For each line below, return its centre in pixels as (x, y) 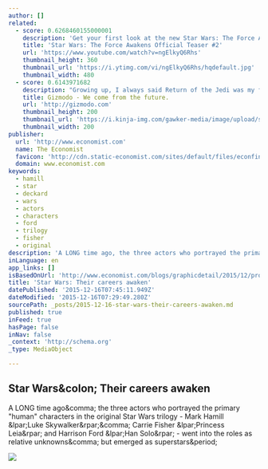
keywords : (25, 171)
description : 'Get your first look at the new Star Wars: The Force (139, 38)
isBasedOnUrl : (32, 275)
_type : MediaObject (41, 349)
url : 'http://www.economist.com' (71, 142)
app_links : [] (32, 268)
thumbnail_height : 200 (60, 112)
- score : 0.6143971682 (53, 82)
